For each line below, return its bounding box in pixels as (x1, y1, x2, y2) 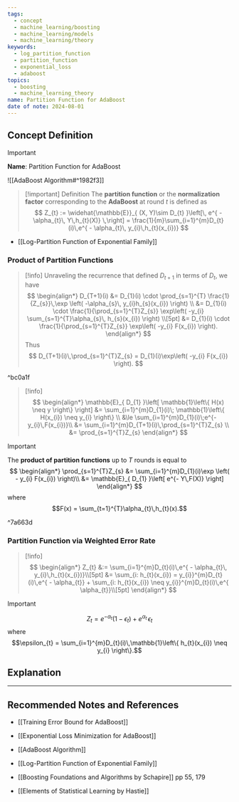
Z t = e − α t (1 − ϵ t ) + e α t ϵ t (86, 613, 153, 625)
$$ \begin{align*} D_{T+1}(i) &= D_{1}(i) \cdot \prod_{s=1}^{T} (27, 291, 206, 300)
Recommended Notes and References (7, 699, 179, 711)
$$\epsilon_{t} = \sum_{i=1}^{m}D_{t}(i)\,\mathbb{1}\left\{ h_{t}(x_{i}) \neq (11, 638, 228, 647)
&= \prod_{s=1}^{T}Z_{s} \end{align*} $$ (68, 428, 188, 436)
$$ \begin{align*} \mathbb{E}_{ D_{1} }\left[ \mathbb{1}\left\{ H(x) (32, 398, 225, 406)
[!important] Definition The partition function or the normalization (24, 189, 221, 198)
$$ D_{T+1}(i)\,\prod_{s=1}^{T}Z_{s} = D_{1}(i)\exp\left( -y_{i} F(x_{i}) (28, 352, 228, 360)
